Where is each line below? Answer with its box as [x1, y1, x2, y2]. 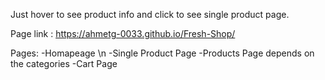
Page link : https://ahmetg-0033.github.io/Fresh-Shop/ [10, 28, 236, 39]
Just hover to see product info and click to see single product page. [10, 9, 290, 20]
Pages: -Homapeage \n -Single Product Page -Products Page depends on [10, 47, 315, 59]
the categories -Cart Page [10, 58, 118, 69]
